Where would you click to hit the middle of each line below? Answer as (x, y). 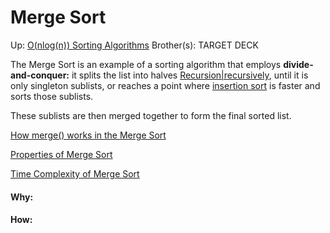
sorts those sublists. (52, 96)
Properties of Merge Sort (61, 154)
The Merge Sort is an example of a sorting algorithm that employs (146, 64)
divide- (298, 64)
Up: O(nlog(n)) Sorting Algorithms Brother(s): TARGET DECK (134, 45)
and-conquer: (40, 75)
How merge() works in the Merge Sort (88, 135)
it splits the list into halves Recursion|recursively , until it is (190, 75)
